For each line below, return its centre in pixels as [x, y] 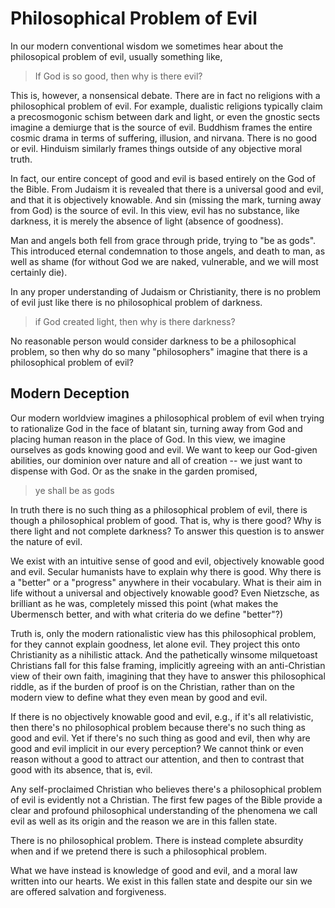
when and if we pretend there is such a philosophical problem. [139, 851]
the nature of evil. [46, 541]
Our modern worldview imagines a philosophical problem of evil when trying [167, 418]
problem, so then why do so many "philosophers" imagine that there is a [159, 351]
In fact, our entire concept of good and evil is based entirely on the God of [163, 178]
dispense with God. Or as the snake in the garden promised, [134, 471]
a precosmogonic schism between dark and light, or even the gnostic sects [165, 116]
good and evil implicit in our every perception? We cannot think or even [157, 748]
